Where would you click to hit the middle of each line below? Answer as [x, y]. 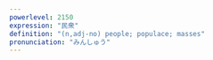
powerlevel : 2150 [41, 17]
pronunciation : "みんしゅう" [60, 42]
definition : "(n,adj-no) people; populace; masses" [107, 34]
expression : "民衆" [44, 26]
